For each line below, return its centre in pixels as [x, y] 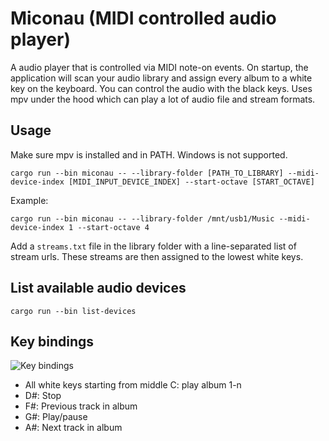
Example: [29, 200]
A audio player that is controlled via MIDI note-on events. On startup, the [159, 67]
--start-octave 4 [113, 227]
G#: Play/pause [56, 417]
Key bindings [52, 341]
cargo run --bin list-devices [73, 311]
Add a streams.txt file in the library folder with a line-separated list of [153, 246]
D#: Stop [43, 396]
